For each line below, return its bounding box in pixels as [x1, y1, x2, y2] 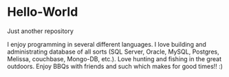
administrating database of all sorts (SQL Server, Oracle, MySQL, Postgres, [7, 47, 219, 56]
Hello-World [7, 4, 78, 20]
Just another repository [7, 27, 74, 35]
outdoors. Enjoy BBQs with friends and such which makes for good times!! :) [7, 62, 223, 70]
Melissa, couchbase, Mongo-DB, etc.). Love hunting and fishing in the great [7, 54, 222, 63]
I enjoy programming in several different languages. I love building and [7, 40, 206, 48]
